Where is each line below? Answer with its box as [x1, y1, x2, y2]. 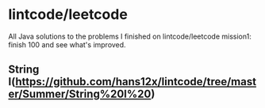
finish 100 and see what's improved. [8, 39, 126, 49]
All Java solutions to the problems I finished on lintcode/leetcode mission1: [8, 32, 252, 41]
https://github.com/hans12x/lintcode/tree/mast [15, 75, 256, 88]
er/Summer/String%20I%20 [8, 88, 152, 101]
